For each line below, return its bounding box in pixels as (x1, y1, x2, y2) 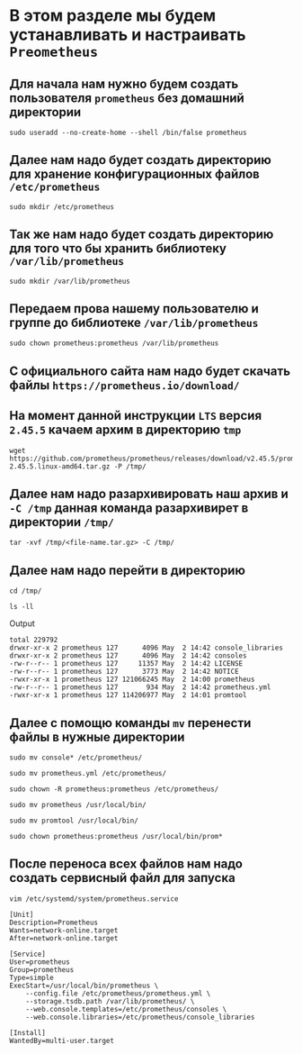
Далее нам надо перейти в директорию (9, 562, 245, 577)
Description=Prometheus (9, 918, 99, 927)
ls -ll (9, 603, 34, 612)
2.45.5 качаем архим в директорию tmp (9, 423, 242, 438)
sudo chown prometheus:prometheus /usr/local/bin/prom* (9, 832, 223, 841)
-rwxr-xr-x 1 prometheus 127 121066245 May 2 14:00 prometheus (9, 675, 255, 685)
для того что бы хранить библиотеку (9, 241, 227, 257)
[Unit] (9, 910, 34, 919)
